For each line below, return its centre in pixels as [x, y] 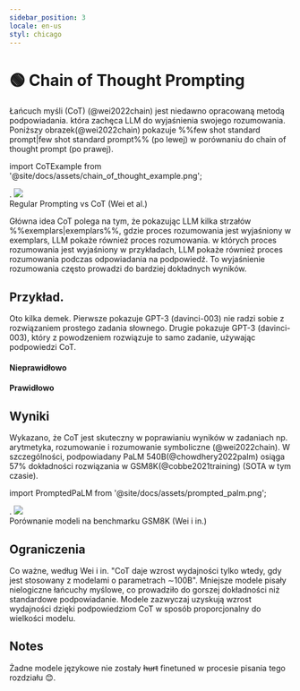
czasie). [24, 476]
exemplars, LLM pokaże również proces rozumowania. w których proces [143, 240]
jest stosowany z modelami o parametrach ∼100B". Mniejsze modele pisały [148, 580]
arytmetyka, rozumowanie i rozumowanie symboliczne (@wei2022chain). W [150, 448]
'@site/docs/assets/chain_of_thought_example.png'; [106, 176]
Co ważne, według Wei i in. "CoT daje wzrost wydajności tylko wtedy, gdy [146, 570]
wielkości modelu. [43, 618]
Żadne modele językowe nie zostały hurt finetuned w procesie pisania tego [148, 668]
